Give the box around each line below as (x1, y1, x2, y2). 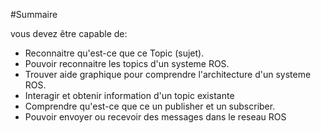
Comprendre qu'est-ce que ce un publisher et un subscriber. (24, 100, 276, 112)
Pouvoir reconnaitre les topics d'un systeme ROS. (24, 58, 230, 69)
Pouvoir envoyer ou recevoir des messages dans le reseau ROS (24, 111, 287, 123)
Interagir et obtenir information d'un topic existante (24, 90, 235, 101)
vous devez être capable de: (10, 28, 128, 39)
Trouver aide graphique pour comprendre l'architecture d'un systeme (24, 69, 312, 80)
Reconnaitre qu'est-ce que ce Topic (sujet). (24, 47, 205, 59)
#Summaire (10, 9, 58, 20)
